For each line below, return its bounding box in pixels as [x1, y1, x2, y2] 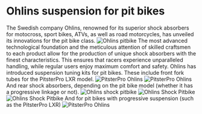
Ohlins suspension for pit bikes [6, 4, 165, 18]
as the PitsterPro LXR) [6, 101, 62, 108]
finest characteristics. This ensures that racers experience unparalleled [6, 56, 183, 63]
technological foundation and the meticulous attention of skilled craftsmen [6, 43, 191, 51]
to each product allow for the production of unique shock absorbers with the [6, 49, 197, 57]
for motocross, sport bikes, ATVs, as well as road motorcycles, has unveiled [6, 30, 194, 37]
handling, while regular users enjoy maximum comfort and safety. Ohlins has [6, 62, 197, 70]
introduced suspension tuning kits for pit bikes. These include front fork [6, 69, 185, 76]
